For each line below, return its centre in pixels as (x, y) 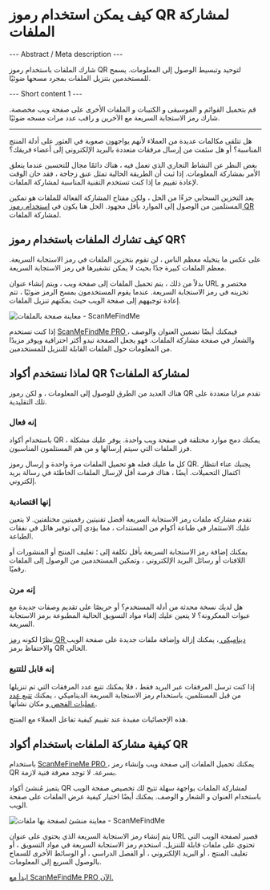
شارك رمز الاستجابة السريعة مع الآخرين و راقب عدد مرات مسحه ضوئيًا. (115, 117)
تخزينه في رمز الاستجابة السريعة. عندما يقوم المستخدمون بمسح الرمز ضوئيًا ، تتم (129, 291)
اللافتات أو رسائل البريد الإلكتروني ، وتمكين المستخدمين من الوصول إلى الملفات (127, 560)
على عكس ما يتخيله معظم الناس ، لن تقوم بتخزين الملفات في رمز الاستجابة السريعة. (135, 259)
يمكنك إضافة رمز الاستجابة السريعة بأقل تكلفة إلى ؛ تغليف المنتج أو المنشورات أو (128, 552)
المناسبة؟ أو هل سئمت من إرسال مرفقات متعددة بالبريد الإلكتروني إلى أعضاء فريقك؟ (135, 149)
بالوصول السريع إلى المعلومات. (56, 861)
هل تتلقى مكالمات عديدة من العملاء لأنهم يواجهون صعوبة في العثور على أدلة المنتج (131, 140)
